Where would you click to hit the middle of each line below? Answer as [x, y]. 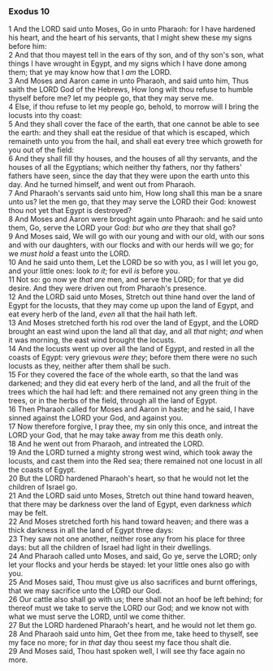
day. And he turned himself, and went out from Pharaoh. [102, 185]
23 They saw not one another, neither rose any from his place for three [127, 539]
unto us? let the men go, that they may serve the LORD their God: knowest [132, 202]
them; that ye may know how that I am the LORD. [90, 72]
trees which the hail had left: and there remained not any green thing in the [133, 392]
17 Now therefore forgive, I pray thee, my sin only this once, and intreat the [133, 427]
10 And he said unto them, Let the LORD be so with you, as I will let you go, [133, 263]
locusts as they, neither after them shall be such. [89, 366]
